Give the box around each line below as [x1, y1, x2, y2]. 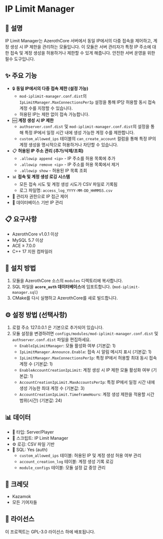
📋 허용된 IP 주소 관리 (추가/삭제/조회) [12, 147, 84, 154]
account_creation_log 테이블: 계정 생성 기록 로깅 [19, 459, 114, 465]
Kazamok [12, 493, 31, 499]
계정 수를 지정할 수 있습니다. [19, 105, 73, 111]
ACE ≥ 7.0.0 [12, 242, 36, 249]
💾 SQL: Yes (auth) [12, 447, 48, 453]
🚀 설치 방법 [5, 264, 36, 272]
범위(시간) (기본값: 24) [19, 397, 62, 403]
